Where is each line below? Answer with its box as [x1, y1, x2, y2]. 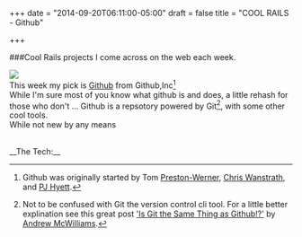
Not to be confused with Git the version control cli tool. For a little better [22, 199, 289, 210]
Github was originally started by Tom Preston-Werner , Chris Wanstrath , [22, 172, 286, 183]
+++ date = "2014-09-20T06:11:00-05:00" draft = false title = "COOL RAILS [9, 8, 289, 18]
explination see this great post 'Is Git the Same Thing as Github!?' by [22, 208, 276, 219]
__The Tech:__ [9, 146, 61, 157]
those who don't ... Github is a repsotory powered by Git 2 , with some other [9, 99, 286, 111]
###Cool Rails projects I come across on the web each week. [9, 52, 236, 62]
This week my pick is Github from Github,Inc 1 [9, 78, 177, 91]
